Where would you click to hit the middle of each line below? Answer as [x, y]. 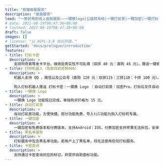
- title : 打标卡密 [22, 55]
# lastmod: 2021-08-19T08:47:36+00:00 [44, 28]
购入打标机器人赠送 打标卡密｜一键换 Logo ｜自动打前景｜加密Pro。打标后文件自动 [87, 87]
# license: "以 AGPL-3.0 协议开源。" [41, 41]
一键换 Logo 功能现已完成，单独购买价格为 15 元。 [59, 101]
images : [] [16, 37]
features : [15, 50]
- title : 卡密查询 [22, 146]
